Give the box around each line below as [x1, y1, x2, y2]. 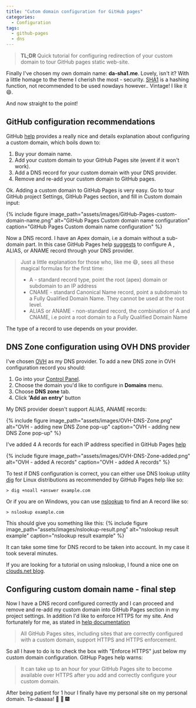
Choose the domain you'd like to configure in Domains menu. [14, 381, 163, 388]
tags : [6, 25, 19, 31]
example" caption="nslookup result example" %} [6, 532, 124, 539]
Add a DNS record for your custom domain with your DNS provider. [14, 169, 177, 176]
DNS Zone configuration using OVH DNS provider [6, 342, 190, 352]
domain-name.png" [6, 217, 53, 224]
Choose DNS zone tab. [14, 388, 70, 395]
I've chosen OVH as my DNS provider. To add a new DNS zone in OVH [6, 357, 176, 365]
